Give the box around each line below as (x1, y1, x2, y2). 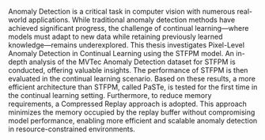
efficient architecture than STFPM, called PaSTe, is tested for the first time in (8, 82, 258, 92)
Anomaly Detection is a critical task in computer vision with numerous (8, 7, 236, 16)
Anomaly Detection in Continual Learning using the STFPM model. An (8, 49, 235, 58)
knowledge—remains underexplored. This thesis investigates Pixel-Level (8, 40, 245, 50)
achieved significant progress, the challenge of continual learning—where (8, 24, 249, 32)
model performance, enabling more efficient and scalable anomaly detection (8, 116, 258, 125)
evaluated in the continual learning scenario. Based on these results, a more (8, 74, 256, 83)
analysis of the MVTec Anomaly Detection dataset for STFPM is (28, 57, 236, 66)
